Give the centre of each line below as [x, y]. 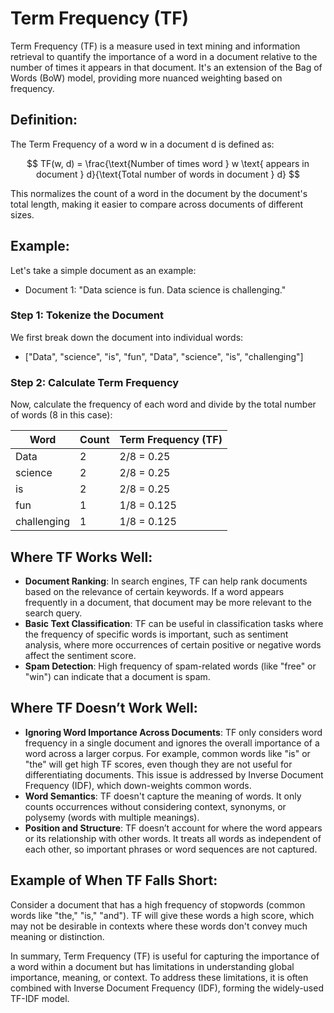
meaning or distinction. [57, 936]
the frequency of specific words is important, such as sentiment [156, 634]
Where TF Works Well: [81, 557]
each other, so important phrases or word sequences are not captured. [171, 849]
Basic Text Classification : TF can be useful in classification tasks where [174, 623]
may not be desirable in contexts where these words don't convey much [159, 926]
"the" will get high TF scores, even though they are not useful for [158, 764]
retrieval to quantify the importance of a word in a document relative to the [164, 56]
